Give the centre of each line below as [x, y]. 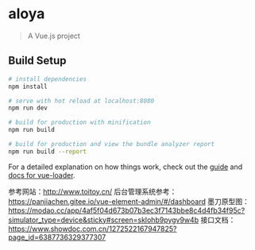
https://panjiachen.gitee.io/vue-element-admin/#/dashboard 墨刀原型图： [129, 201]
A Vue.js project [54, 36]
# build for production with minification [79, 123]
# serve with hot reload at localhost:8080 [81, 101]
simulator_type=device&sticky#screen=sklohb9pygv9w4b [104, 220]
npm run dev [28, 108]
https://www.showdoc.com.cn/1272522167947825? [93, 229]
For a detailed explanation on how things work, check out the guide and [126, 167]
